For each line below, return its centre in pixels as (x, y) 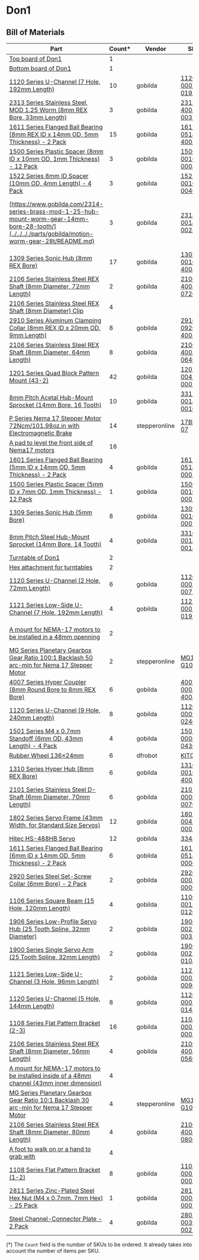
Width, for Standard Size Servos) (55, 825)
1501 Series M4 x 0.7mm (45, 731)
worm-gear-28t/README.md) (52, 241)
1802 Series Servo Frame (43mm (56, 818)
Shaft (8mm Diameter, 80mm (50, 1132)
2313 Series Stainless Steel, (48, 103)
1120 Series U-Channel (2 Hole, (55, 580)
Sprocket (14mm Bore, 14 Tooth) (55, 544)
